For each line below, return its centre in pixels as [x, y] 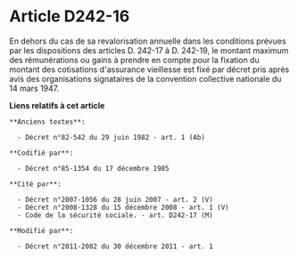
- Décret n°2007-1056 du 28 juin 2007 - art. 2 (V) [116, 199]
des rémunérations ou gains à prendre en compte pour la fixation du [135, 60]
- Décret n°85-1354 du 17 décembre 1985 [93, 168]
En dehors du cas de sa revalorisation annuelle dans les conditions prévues [148, 41]
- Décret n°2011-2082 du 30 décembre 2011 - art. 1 [116, 246]
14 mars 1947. [34, 88]
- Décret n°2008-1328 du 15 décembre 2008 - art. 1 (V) [123, 207]
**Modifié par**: [41, 230]
